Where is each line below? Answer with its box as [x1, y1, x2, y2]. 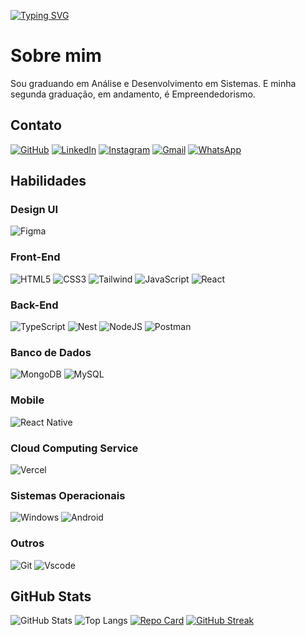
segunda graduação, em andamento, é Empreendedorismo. [10, 88, 256, 100]
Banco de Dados [10, 345, 92, 359]
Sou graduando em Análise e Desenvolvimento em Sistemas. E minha [10, 77, 297, 89]
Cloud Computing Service [10, 441, 139, 455]
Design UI [10, 203, 59, 217]
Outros [10, 536, 45, 550]
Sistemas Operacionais [10, 488, 126, 502]
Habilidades [10, 173, 87, 190]
